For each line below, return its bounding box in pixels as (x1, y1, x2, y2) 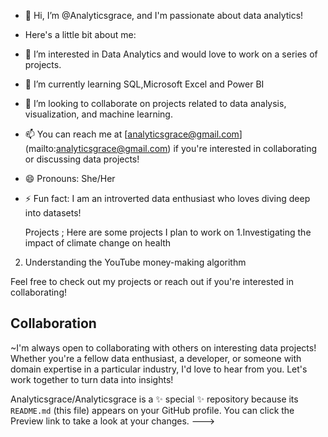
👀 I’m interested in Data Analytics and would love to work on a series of (24, 48, 318, 60)
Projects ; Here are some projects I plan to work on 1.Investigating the (24, 226, 312, 238)
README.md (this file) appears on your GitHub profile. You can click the (10, 404, 295, 416)
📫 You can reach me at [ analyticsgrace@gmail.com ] (24, 128, 243, 140)
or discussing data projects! (24, 153, 140, 165)
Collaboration (10, 315, 97, 332)
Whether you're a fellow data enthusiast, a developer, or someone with (10, 352, 302, 364)
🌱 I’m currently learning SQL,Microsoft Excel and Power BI (24, 78, 265, 90)
